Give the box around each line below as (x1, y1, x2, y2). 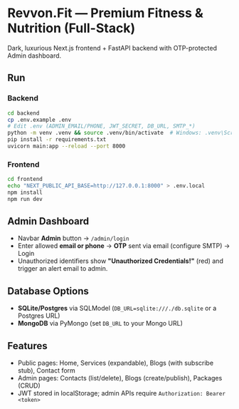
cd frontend (7, 176, 43, 183)
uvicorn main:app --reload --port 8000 (7, 143, 126, 150)
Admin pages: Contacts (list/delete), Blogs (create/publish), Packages (17, 374, 223, 383)
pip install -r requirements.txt (7, 136, 107, 143)
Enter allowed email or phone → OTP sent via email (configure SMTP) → (17, 242, 230, 250)
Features (7, 340, 48, 352)
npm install (7, 189, 43, 196)
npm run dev (7, 195, 43, 202)
